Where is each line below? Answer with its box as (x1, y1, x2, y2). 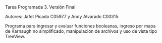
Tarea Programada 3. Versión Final (5, 4, 76, 10)
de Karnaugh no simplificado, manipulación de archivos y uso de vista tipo (5, 28, 158, 34)
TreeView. (5, 34, 26, 39)
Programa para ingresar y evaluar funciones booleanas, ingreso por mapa (5, 23, 156, 29)
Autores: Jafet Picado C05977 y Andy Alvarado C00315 (5, 14, 119, 19)
